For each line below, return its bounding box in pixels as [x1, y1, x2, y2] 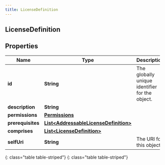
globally [136, 71, 155, 78]
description [7, 104, 35, 110]
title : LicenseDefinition [5, 7, 58, 12]
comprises [7, 127, 33, 134]
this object [136, 141, 161, 148]
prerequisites [7, 119, 40, 126]
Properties [5, 42, 38, 51]
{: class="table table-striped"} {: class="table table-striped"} [5, 154, 128, 160]
